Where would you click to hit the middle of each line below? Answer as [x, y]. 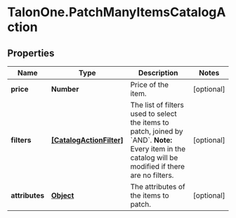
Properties [31, 53]
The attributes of [158, 187]
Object [63, 195]
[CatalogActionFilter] [88, 140]
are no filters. [152, 175]
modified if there [157, 166]
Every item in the [158, 149]
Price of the [149, 85]
